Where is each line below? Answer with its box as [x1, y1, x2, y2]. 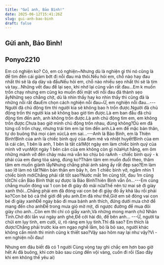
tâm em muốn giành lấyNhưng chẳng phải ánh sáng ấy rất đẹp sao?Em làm [5, 162, 156, 168]
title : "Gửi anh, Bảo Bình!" [5, 7, 65, 12]
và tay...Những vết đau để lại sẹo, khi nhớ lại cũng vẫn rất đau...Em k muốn [5, 84, 156, 90]
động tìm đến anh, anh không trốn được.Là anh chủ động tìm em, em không [5, 115, 158, 121]
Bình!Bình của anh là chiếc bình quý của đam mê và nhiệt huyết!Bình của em [5, 136, 159, 142]
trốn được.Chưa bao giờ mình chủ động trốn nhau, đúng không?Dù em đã [5, 120, 153, 126]
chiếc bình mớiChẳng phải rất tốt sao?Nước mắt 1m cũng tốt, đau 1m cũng [5, 172, 154, 178]
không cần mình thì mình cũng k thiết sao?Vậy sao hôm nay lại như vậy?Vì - [5, 229, 158, 235]
